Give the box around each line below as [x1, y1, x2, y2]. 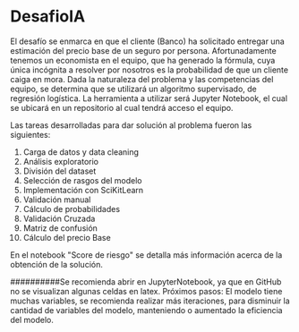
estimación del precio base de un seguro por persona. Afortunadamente [10, 45, 277, 55]
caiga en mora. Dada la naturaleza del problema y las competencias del [10, 73, 274, 84]
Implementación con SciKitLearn [22, 184, 144, 195]
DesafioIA [10, 6, 86, 27]
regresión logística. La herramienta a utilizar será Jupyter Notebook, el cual [10, 92, 288, 104]
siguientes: [10, 129, 51, 140]
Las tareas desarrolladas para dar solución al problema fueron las [10, 119, 252, 131]
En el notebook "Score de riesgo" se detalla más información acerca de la [10, 249, 283, 260]
